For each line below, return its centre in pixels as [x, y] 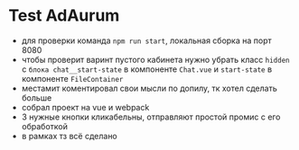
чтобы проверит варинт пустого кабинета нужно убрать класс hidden [155, 59]
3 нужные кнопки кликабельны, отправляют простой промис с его [151, 117]
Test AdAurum [64, 16]
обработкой [45, 126]
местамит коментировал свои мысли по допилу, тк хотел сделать [149, 88]
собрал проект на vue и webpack [85, 107]
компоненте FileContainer [72, 78]
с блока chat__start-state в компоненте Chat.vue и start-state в [147, 69]
